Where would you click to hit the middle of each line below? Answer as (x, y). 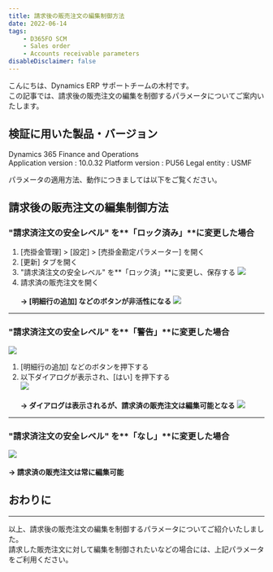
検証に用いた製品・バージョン (83, 134)
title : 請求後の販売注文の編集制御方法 (67, 16)
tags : (17, 31)
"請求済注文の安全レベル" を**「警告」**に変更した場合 (119, 332)
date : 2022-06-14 (38, 24)
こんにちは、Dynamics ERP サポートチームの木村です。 (101, 85)
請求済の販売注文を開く (59, 282)
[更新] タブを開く (49, 262)
